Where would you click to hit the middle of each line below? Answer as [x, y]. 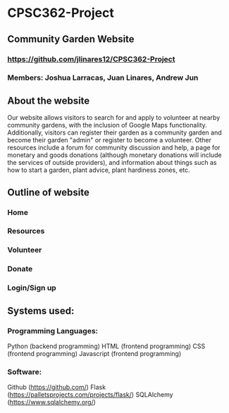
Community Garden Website [71, 39]
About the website [49, 100]
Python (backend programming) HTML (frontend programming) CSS [106, 346]
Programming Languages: [53, 331]
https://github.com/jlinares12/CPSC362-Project [91, 59]
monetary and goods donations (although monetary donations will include [114, 155]
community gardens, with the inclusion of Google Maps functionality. [107, 125]
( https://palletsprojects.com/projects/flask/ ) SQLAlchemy [91, 395]
